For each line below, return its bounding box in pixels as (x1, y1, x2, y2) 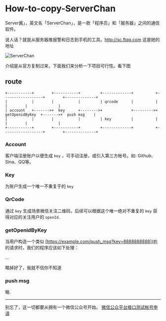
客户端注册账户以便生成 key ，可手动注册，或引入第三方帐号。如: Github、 (5, 153, 156, 159)
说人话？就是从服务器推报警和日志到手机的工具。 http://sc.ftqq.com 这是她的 (5, 37, 160, 42)
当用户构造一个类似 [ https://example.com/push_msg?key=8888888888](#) (5, 238, 158, 244)
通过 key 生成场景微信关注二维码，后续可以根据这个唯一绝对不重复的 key (5, 208, 152, 214)
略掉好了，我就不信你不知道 (5, 265, 62, 271)
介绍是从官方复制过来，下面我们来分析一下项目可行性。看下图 (5, 63, 131, 69)
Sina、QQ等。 (5, 159, 34, 165)
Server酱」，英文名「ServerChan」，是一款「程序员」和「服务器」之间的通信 (5, 20, 160, 26)
